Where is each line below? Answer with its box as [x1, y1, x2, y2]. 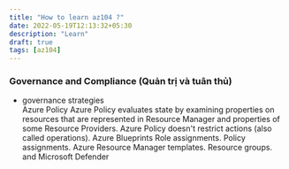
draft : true [9, 37, 53, 47]
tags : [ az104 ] [9, 46, 62, 55]
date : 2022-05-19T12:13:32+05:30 [9, 21, 133, 30]
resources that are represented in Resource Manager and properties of [21, 114, 281, 125]
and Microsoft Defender [21, 151, 110, 162]
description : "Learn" [9, 29, 89, 38]
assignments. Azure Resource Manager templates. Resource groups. [21, 142, 272, 153]
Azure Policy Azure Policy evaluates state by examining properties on [21, 104, 275, 115]
